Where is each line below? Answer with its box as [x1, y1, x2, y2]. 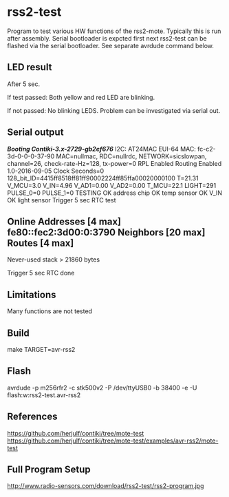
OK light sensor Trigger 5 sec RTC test [7, 195, 116, 204]
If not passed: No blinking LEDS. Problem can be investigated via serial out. [7, 106, 221, 114]
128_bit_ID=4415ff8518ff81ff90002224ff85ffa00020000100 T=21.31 [7, 173, 199, 182]
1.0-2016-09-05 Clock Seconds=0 [7, 167, 105, 175]
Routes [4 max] [7, 237, 74, 248]
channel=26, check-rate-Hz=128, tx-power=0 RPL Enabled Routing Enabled [7, 159, 222, 167]
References [7, 411, 58, 423]
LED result [7, 61, 52, 73]
